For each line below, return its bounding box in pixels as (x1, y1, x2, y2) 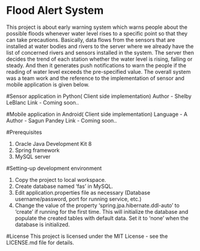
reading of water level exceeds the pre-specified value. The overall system (6, 68, 191, 75)
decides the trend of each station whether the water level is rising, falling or (6, 55, 193, 62)
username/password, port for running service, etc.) (14, 195, 142, 202)
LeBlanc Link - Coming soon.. (6, 98, 79, 106)
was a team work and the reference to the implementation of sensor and (6, 74, 184, 82)
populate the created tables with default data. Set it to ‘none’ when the (14, 214, 189, 222)
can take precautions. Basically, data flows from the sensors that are (6, 36, 175, 43)
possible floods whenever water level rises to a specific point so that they (6, 29, 187, 37)
